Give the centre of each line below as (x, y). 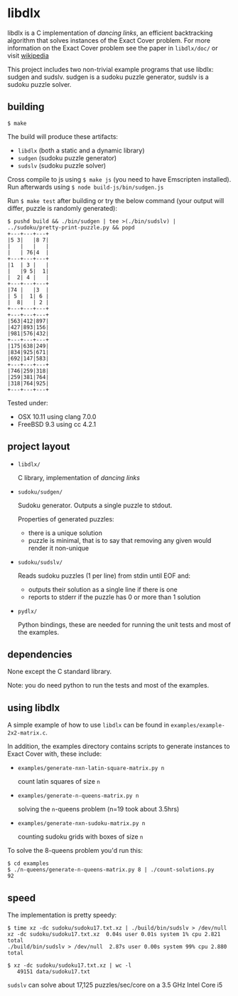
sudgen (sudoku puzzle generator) (67, 157)
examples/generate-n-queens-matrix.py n (78, 796)
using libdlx (34, 708)
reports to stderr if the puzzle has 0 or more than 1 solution (114, 597)
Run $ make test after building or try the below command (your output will (116, 200)
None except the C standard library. (60, 672)
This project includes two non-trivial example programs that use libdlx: (111, 69)
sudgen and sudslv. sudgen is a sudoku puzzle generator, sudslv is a (108, 77)
